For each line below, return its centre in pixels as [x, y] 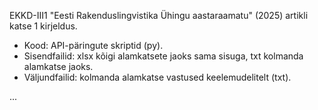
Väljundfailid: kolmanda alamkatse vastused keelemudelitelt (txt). [157, 77]
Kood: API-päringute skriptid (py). [93, 45]
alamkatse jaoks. [58, 66]
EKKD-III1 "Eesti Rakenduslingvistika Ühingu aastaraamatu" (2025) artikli [159, 15]
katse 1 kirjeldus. [43, 26]
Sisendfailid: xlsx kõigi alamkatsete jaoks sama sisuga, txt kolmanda [163, 56]
